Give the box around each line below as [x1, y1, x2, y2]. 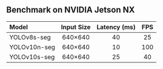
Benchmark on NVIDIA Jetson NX [6, 5, 135, 15]
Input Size [61, 22, 91, 31]
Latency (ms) [96, 22, 136, 31]
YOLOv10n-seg [9, 42, 56, 51]
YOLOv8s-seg [9, 33, 52, 41]
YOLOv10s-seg [9, 53, 55, 61]
